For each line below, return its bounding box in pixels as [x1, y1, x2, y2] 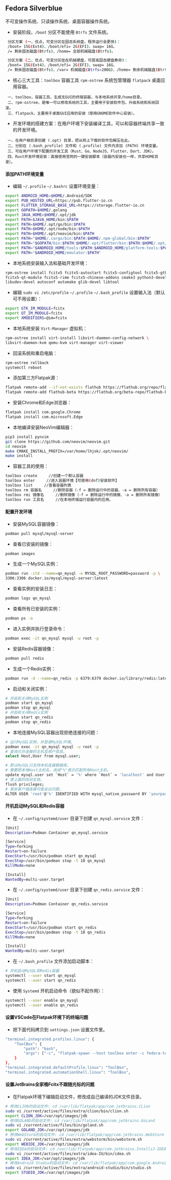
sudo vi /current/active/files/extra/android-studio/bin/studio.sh [5, 1165, 152, 1170]
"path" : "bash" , [23, 1046, 58, 1051]
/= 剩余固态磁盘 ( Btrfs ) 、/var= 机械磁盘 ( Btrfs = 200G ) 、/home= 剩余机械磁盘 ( [7, 67, 158, 73]
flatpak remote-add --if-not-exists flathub [5, 385, 101, 390]
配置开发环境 [5, 509, 32, 515]
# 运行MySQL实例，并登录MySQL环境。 [5, 739, 75, 745]
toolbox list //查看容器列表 [5, 483, 72, 488]
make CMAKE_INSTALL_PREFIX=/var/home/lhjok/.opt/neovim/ [5, 448, 129, 454]
